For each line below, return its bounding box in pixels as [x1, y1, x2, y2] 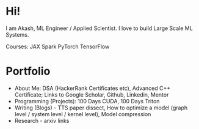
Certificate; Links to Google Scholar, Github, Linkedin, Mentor [14, 90, 169, 98]
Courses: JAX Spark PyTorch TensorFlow [5, 43, 110, 50]
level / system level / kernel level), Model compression [14, 110, 151, 117]
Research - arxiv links [14, 117, 70, 124]
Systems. [5, 31, 29, 38]
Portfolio [5, 64, 51, 78]
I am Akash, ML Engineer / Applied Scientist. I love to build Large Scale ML [5, 24, 193, 32]
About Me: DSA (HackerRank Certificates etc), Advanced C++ [14, 84, 171, 92]
